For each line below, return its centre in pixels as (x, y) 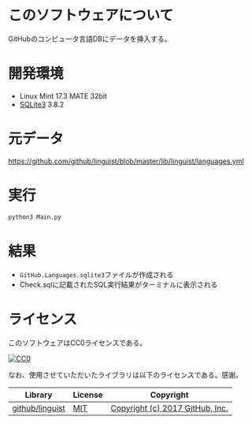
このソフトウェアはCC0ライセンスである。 (78, 343)
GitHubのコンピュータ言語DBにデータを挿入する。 (90, 39)
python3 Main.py (35, 217)
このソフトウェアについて (91, 15)
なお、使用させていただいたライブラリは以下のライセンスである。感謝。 (125, 374)
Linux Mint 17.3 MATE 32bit (63, 96)
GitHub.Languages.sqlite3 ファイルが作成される (96, 274)
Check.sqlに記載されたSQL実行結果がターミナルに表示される (119, 284)
